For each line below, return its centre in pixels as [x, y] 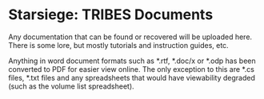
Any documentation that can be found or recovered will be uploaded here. [130, 37]
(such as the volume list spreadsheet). [71, 86]
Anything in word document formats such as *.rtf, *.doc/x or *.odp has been [132, 61]
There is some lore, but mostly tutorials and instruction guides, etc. [119, 45]
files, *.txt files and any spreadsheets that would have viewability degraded [132, 77]
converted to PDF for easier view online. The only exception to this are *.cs [131, 69]
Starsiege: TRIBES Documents [111, 15]
